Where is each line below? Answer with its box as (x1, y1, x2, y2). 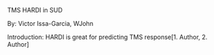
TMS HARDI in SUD (7, 6, 63, 14)
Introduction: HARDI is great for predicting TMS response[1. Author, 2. (7, 33, 208, 41)
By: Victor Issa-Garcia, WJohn (7, 19, 94, 27)
